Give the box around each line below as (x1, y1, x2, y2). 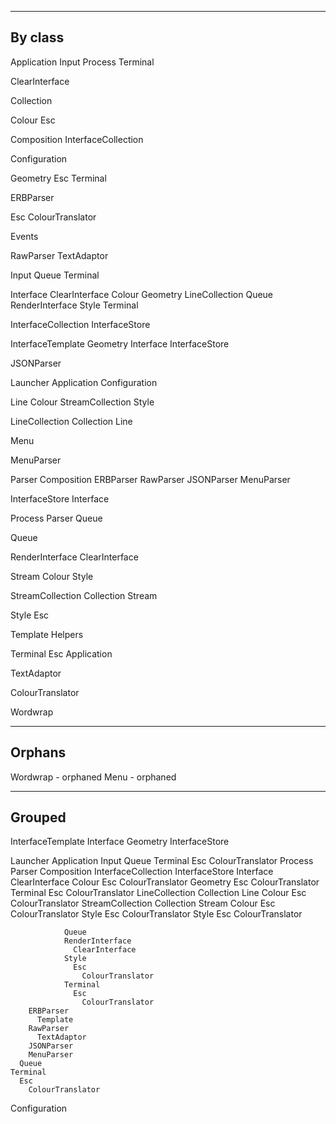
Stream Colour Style (10, 570, 94, 582)
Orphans (10, 744, 67, 761)
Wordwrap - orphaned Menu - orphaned (10, 771, 177, 783)
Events (10, 230, 39, 242)
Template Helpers (10, 628, 84, 640)
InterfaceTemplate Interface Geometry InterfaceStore (10, 836, 230, 848)
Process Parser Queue (10, 512, 103, 524)
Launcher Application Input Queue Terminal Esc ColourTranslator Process (10, 855, 314, 867)
